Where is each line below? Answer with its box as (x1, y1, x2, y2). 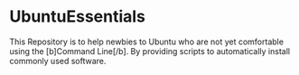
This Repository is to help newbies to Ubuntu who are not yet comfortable (9, 36, 285, 47)
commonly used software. (9, 55, 107, 66)
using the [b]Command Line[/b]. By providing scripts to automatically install (9, 45, 291, 56)
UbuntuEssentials (9, 6, 146, 27)
